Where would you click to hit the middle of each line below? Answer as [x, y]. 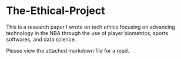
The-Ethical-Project [56, 11]
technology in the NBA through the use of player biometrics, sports [87, 33]
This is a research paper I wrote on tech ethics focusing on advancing [90, 27]
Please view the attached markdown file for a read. [68, 50]
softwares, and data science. [41, 39]
